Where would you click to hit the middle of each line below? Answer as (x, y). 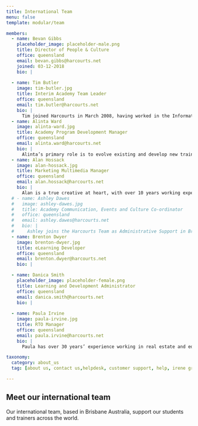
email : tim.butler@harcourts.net (58, 105)
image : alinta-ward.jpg (46, 127)
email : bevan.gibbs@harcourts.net (59, 61)
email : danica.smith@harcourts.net (60, 297)
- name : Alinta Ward (37, 121)
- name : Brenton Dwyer (39, 237)
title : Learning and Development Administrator (76, 286)
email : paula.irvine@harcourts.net (60, 335)
